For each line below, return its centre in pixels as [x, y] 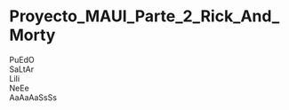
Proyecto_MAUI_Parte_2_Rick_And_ [144, 16]
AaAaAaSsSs [33, 97]
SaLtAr [21, 69]
